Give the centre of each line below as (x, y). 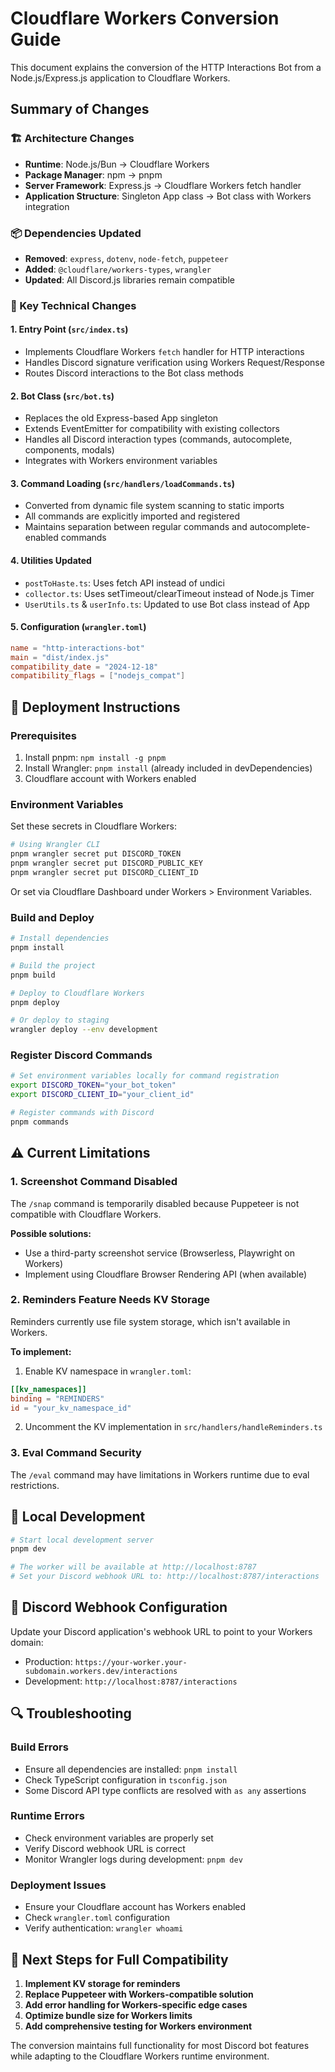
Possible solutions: (51, 1233)
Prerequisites (43, 735)
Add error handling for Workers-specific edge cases (136, 2004)
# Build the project (53, 965)
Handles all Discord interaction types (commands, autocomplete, (158, 439)
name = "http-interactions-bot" (77, 648)
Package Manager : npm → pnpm (93, 174)
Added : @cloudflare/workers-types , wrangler (118, 269)
